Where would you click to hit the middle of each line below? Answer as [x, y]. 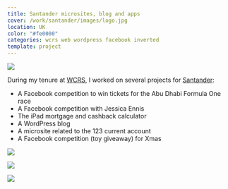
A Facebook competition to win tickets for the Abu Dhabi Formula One [119, 93]
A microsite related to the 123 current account [84, 131]
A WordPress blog [44, 123]
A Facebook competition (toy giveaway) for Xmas [89, 139]
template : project [34, 47]
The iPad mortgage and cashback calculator [82, 116]
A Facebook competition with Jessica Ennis [81, 109]
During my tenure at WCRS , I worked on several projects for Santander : [111, 80]
